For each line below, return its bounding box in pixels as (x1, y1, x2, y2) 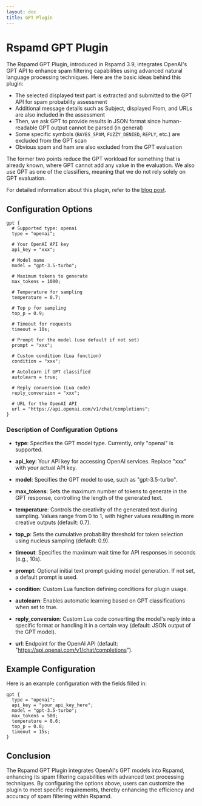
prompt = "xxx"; (12, 343, 53, 349)
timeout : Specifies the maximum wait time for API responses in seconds (15, 548, 196, 556)
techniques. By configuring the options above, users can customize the (6, 780, 185, 787)
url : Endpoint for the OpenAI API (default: (15, 640, 118, 647)
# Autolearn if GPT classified (12, 369, 91, 375)
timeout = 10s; (12, 326, 50, 333)
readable (15, 124, 38, 131)
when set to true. (15, 603, 58, 610)
